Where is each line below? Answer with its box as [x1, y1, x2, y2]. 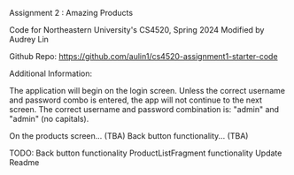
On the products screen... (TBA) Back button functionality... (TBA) [9, 131, 249, 141]
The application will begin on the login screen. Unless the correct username [9, 86, 286, 95]
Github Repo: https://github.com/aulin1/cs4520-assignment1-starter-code [9, 51, 278, 61]
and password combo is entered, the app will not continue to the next [9, 95, 263, 105]
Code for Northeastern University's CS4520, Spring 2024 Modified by [9, 25, 265, 34]
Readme [9, 157, 40, 167]
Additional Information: [9, 68, 93, 79]
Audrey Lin [9, 34, 49, 44]
